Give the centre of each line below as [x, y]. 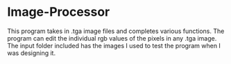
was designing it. [32, 53]
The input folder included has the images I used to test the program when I [114, 45]
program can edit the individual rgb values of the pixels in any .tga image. [112, 38]
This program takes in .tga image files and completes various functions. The [116, 31]
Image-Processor [59, 12]
